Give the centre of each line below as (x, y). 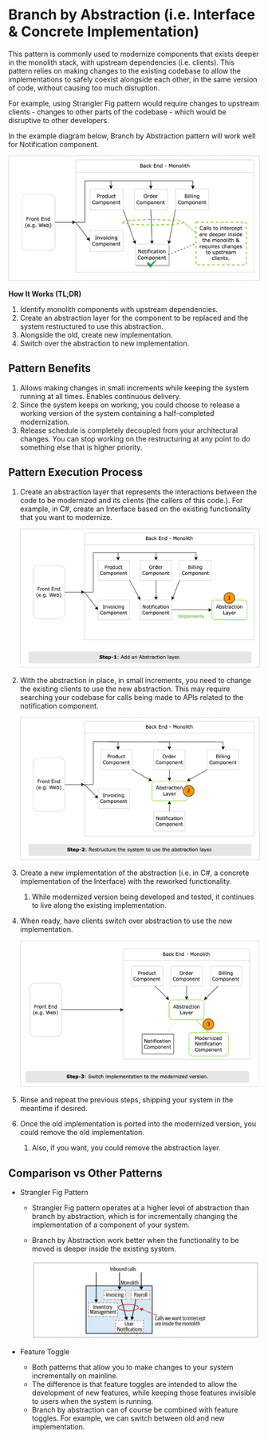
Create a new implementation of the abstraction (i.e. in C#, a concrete (134, 873)
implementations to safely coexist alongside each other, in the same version (133, 79)
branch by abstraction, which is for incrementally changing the (134, 1217)
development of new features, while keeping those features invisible (144, 1393)
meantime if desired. (53, 1109)
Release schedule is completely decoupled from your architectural (129, 430)
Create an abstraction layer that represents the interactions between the (138, 492)
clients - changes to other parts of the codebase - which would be (117, 112)
